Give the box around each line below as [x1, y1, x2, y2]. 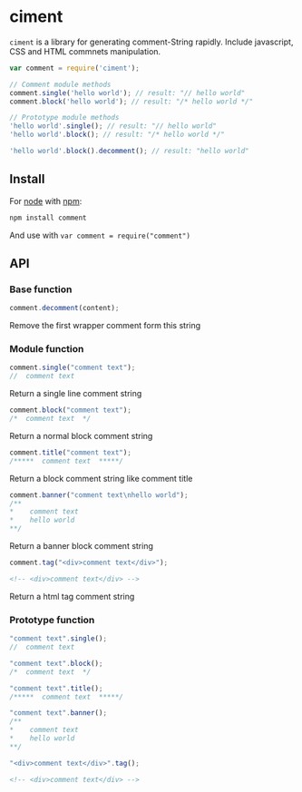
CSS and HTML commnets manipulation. [9, 45, 161, 56]
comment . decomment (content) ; [9, 304, 120, 313]
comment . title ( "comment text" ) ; [9, 447, 132, 457]
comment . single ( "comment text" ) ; [9, 363, 136, 373]
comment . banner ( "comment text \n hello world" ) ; [9, 490, 189, 500]
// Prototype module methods [9, 113, 120, 122]
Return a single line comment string [9, 388, 142, 399]
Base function [9, 283, 73, 296]
